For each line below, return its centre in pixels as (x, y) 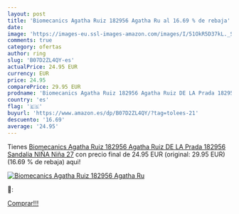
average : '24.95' (33, 126)
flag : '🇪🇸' (25, 107)
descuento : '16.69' (36, 119)
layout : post (27, 14)
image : (17, 34)
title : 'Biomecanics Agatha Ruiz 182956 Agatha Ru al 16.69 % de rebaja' (119, 21)
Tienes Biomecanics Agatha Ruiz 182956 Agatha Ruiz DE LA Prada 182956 (117, 146)
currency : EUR (28, 73)
